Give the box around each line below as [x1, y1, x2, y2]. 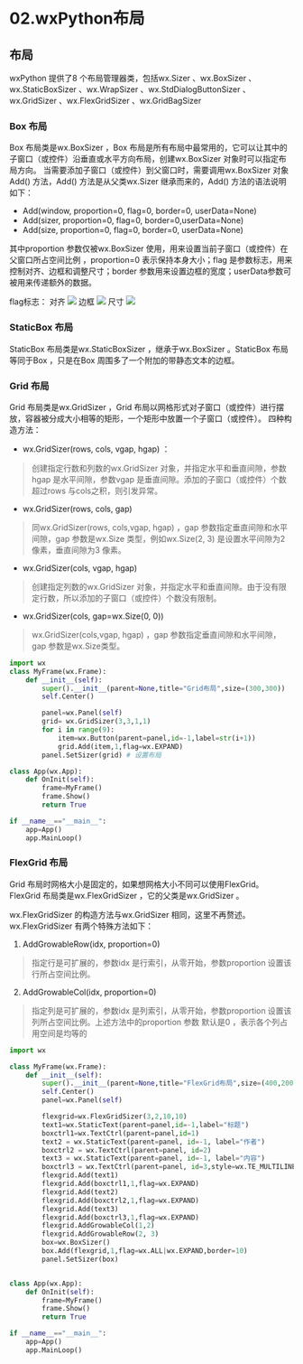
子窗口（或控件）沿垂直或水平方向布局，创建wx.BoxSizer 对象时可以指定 [9, 154, 280, 164]
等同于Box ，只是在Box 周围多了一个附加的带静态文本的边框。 [9, 354, 240, 366]
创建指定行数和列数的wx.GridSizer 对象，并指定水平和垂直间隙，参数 [31, 462, 287, 473]
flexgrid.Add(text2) [41, 1187, 119, 1197]
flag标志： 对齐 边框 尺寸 [9, 296, 124, 307]
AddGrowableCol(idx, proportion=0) [22, 986, 157, 997]
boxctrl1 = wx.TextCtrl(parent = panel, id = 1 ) [41, 1128, 200, 1138]
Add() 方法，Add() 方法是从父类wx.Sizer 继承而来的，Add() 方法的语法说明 [9, 176, 287, 187]
